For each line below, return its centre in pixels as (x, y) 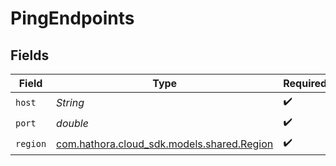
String (70, 102)
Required (305, 83)
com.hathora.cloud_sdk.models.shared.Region (165, 144)
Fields (30, 55)
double (72, 123)
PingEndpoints (72, 18)
